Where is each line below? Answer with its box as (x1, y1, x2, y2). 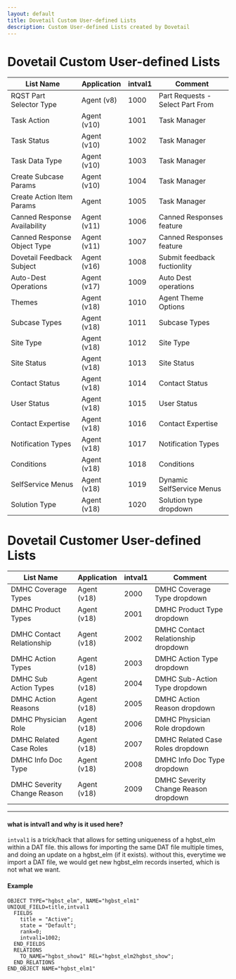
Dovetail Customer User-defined (7, 532, 202, 549)
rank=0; (20, 928, 42, 935)
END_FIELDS (13, 940, 46, 947)
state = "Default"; (20, 922, 77, 929)
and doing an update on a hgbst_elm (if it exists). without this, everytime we (7, 850, 226, 859)
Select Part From (159, 100, 214, 110)
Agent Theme (159, 293, 204, 303)
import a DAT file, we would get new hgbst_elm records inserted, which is (7, 858, 220, 866)
